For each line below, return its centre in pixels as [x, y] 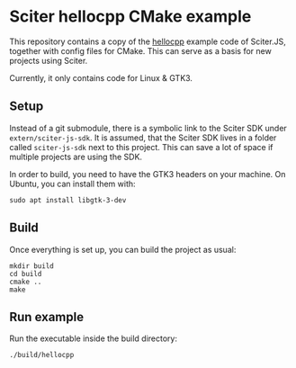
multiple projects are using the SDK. [76, 157]
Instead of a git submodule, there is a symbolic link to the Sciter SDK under [148, 128]
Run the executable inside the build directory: [94, 338]
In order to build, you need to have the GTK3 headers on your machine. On [148, 174]
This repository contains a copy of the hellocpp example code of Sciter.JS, [148, 41]
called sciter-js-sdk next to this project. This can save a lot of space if [141, 147]
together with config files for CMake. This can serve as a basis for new [140, 50]
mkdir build [31, 266]
